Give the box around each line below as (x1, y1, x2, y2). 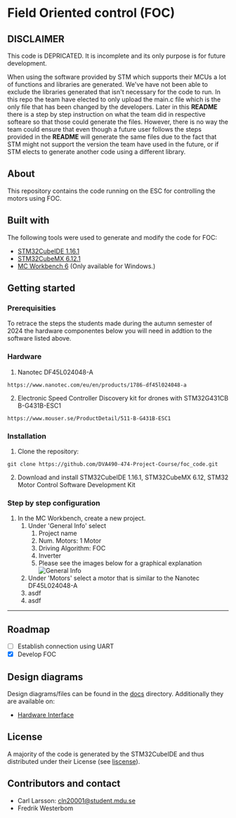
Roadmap (7, 623, 51, 635)
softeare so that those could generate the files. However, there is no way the (7, 118, 228, 126)
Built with (7, 215, 50, 227)
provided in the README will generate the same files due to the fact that (7, 132, 217, 141)
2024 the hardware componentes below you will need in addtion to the (7, 327, 212, 335)
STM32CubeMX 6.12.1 (17, 254, 81, 263)
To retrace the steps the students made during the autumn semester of (7, 319, 213, 328)
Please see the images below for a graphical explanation (38, 559, 202, 567)
